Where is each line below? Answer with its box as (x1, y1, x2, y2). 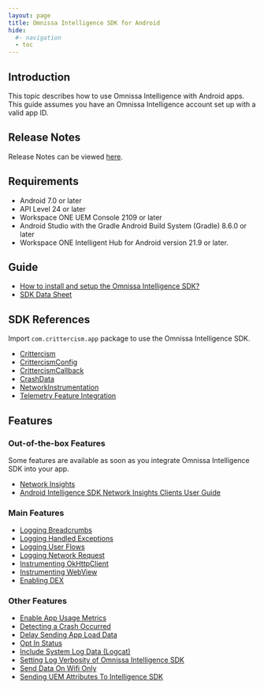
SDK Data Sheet (19, 290, 73, 299)
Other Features (8, 596, 67, 607)
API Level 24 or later (19, 204, 87, 213)
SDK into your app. (8, 464, 69, 473)
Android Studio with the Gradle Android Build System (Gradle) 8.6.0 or (19, 220, 247, 230)
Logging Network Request (19, 551, 105, 560)
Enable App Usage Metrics (19, 613, 107, 623)
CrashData (19, 375, 55, 384)
